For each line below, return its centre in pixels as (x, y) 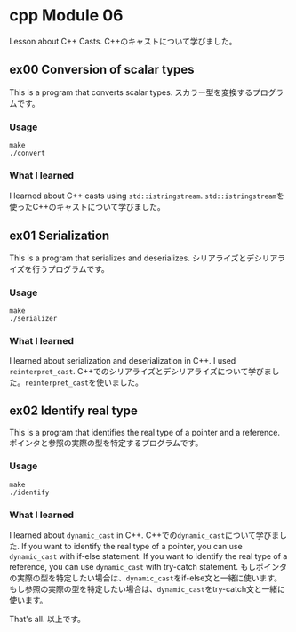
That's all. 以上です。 (48, 620)
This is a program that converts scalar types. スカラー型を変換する (131, 92)
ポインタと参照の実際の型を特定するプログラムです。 (106, 443)
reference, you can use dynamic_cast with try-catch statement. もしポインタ (148, 567)
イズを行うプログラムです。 (59, 269)
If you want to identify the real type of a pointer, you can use (132, 547)
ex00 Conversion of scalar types (102, 70)
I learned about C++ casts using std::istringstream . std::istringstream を (147, 196)
